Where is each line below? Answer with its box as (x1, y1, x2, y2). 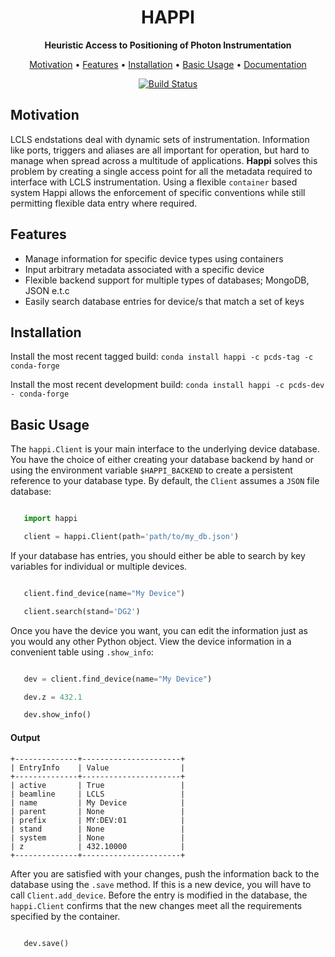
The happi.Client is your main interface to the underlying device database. (10, 443, 320, 455)
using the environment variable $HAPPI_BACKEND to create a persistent (10, 464, 293, 476)
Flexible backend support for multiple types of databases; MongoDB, (24, 274, 310, 286)
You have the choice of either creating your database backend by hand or (10, 454, 315, 466)
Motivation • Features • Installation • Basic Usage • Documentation (29, 58, 307, 70)
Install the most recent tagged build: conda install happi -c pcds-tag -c (10, 351, 314, 363)
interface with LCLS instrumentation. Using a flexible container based (10, 176, 298, 188)
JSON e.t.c (24, 284, 70, 296)
